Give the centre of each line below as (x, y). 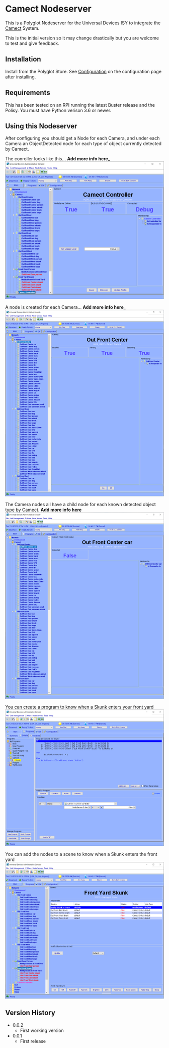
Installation (23, 59)
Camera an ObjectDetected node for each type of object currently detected (83, 144)
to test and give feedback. (32, 43)
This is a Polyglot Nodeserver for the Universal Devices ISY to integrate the (83, 23)
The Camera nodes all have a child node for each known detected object (80, 504)
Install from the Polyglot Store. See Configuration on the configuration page (83, 71)
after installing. (21, 77)
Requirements (28, 93)
